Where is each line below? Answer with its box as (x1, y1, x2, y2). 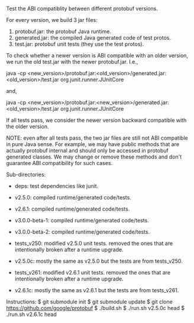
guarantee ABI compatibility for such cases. (6, 160, 113, 166)
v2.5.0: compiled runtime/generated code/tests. (14, 194, 131, 201)
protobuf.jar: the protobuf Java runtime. (14, 28, 111, 35)
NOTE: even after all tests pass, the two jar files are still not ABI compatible (6, 134, 188, 141)
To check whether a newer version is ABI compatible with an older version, (6, 52, 188, 59)
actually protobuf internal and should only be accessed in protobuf (6, 147, 169, 154)
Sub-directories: (6, 171, 46, 178)
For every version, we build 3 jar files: (6, 17, 98, 23)
